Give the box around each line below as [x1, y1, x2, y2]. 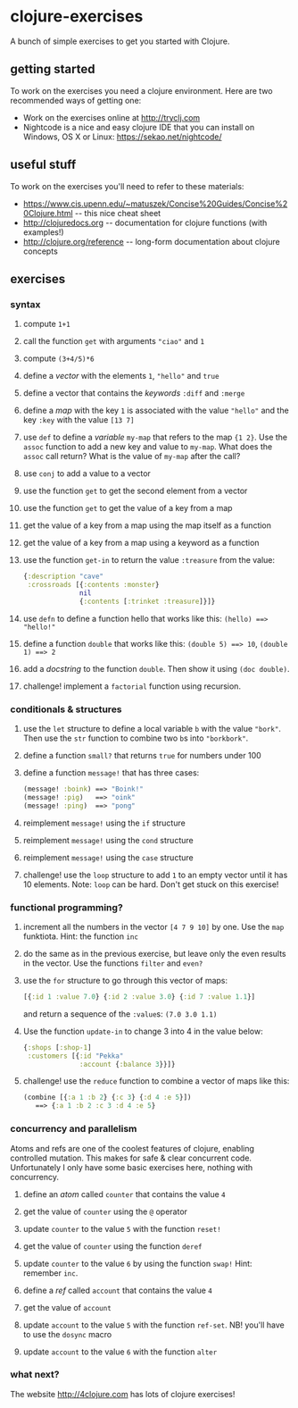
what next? [10, 1369, 60, 1381]
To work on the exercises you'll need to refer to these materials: [10, 180, 244, 191]
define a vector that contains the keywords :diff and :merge [22, 388, 245, 398]
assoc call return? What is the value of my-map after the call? [22, 451, 241, 462]
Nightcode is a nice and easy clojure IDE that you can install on [22, 122, 255, 132]
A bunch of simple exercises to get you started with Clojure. [10, 36, 230, 46]
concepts [22, 246, 59, 256]
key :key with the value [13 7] [22, 415, 135, 425]
